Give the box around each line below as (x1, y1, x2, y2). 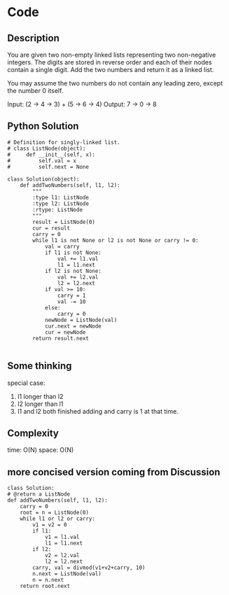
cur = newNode (44, 328, 86, 336)
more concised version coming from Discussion (7, 466, 221, 478)
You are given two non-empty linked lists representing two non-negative (7, 50, 216, 59)
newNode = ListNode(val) (44, 316, 118, 323)
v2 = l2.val (44, 552, 80, 559)
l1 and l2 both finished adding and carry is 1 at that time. (17, 407, 179, 415)
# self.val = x (7, 157, 77, 164)
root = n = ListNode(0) (20, 509, 90, 517)
